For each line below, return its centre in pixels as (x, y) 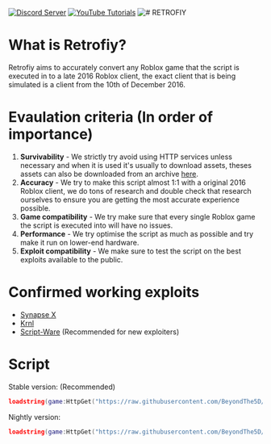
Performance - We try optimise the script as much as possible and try (137, 233)
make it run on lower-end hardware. (79, 242)
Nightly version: (35, 417)
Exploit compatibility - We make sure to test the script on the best (131, 251)
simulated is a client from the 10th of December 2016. (97, 84)
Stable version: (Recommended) (62, 387)
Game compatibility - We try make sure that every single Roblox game (138, 216)
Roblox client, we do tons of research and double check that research (135, 191)
